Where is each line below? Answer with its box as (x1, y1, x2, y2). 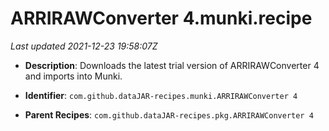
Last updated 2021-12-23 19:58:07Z (10, 40, 158, 52)
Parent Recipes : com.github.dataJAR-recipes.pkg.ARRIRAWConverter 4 (24, 108, 314, 121)
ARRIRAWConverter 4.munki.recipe (10, 7, 313, 30)
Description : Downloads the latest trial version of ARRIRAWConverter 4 (24, 59, 320, 71)
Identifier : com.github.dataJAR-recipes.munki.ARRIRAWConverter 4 (24, 89, 298, 101)
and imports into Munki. (24, 70, 123, 82)
